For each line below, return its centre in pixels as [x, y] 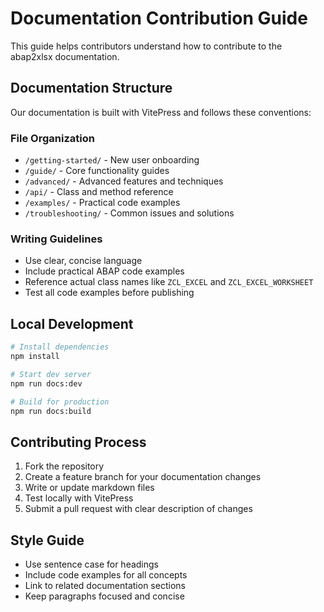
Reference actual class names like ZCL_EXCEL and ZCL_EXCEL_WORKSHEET [169, 282]
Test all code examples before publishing [109, 293]
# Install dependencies [60, 347]
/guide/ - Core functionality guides [97, 171]
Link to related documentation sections [105, 586]
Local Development [72, 323]
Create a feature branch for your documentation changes [143, 477]
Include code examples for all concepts [106, 575]
